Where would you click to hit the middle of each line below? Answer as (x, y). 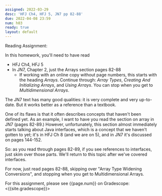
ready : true (17, 28)
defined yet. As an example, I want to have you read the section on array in (80, 119)
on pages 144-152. (24, 140)
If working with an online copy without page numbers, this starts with (88, 75)
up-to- (146, 99)
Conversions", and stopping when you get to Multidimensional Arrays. (74, 174)
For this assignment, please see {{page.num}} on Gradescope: (67, 183)
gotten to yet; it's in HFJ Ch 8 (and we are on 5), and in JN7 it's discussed (78, 135)
